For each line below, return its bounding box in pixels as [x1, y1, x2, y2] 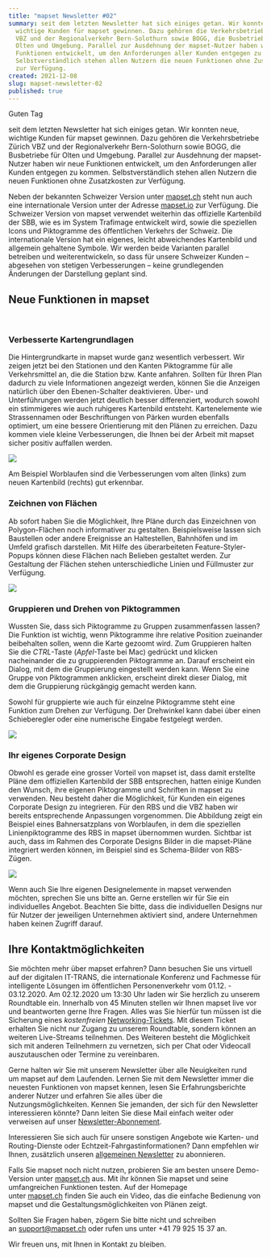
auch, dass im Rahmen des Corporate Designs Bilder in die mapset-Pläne [8, 837, 252, 847]
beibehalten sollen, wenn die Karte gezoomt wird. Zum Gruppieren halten [8, 639, 252, 649]
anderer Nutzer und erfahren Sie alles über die [8, 1091, 163, 1101]
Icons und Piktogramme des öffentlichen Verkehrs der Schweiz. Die [8, 226, 233, 236]
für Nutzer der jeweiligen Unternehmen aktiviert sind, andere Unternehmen [8, 910, 258, 920]
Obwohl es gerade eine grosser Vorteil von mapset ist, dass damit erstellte [8, 768, 256, 778]
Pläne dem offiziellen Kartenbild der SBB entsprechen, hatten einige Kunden [8, 776, 261, 786]
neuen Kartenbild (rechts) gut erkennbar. [8, 477, 144, 487]
